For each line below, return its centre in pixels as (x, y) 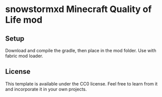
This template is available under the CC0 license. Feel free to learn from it (82, 83)
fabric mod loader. (24, 56)
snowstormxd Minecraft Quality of (78, 9)
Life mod (24, 20)
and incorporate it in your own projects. (46, 89)
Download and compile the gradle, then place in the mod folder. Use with (81, 51)
